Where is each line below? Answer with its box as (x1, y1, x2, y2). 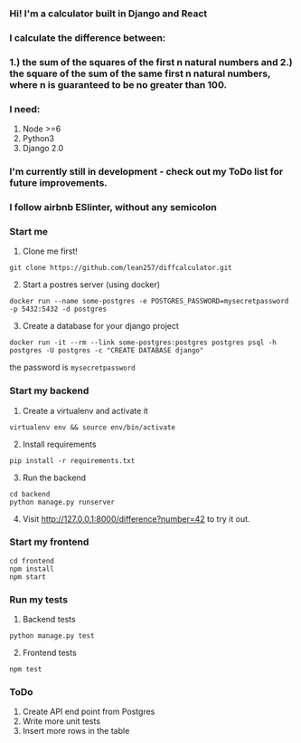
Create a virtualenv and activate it (22, 405, 149, 416)
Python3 (22, 133, 54, 144)
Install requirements (22, 439, 97, 449)
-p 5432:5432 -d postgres (9, 304, 107, 314)
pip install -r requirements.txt (9, 456, 136, 465)
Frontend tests (22, 647, 77, 659)
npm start (9, 572, 47, 582)
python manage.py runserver (9, 497, 116, 507)
